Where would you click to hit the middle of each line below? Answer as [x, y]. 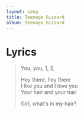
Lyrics [22, 52]
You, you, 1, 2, [38, 68]
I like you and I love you [49, 86]
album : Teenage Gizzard [35, 22]
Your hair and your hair [49, 92]
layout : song [22, 12]
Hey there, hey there [46, 80]
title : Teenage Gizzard [35, 17]
